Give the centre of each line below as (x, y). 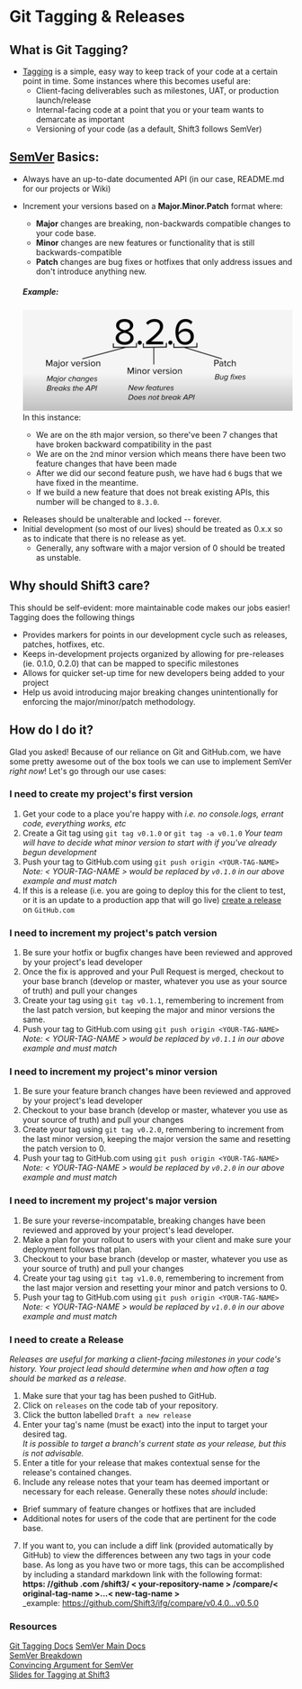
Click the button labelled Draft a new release (107, 1415)
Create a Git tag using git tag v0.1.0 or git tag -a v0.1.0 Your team (152, 833)
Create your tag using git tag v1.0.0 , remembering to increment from (153, 1278)
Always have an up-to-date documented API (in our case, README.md (153, 178)
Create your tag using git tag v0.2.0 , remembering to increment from (153, 1129)
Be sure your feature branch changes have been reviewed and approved (156, 1091)
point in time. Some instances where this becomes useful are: (137, 81)
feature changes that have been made (106, 463)
